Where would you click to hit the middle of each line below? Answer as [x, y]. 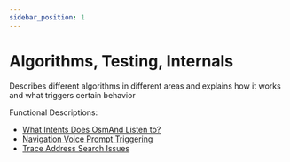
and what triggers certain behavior [72, 95]
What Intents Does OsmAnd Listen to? [91, 129]
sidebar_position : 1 [47, 17]
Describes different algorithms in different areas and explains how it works [145, 86]
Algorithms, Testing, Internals [121, 61]
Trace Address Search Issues [76, 148]
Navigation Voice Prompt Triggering [87, 139]
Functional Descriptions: [54, 112]
